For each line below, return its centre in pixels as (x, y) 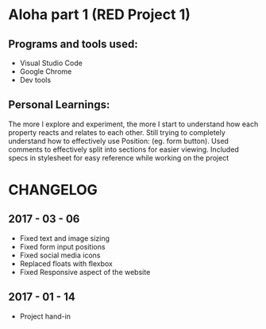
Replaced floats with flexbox (66, 263)
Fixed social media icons (60, 255)
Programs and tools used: (73, 44)
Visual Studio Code (51, 63)
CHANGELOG (53, 190)
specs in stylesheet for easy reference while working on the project (118, 157)
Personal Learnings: (59, 105)
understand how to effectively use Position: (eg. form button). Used (118, 141)
